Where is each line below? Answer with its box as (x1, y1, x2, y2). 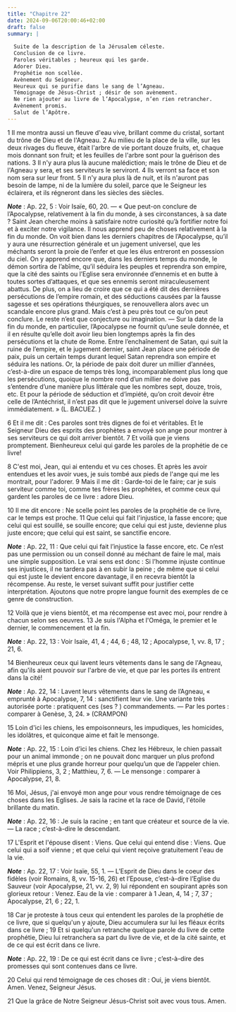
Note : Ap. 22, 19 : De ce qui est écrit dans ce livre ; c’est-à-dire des (7, 954, 204, 963)
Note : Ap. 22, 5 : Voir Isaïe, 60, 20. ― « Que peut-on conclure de (7, 202, 197, 211)
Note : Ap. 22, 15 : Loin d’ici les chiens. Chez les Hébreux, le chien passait (7, 744, 222, 753)
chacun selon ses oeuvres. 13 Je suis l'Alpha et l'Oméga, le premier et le (7, 616, 217, 624)
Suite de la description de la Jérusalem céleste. (13, 43, 166, 50)
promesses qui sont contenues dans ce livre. (7, 962, 137, 970)
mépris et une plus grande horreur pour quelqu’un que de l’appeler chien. (7, 759, 221, 767)
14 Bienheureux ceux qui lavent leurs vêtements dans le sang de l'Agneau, (7, 658, 223, 666)
